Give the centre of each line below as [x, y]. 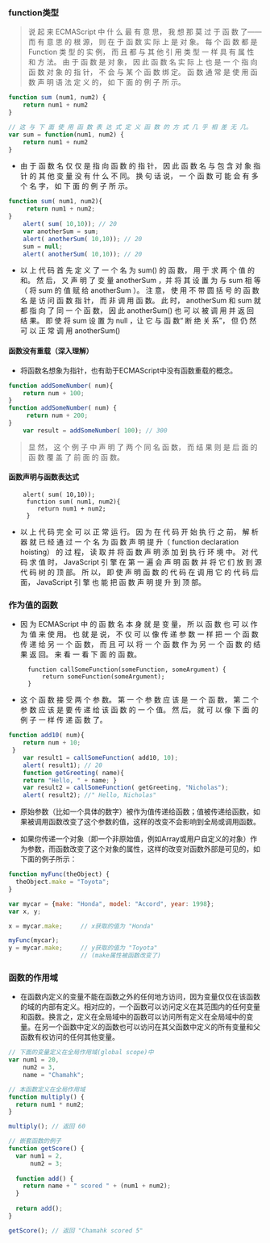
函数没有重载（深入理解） [51, 351]
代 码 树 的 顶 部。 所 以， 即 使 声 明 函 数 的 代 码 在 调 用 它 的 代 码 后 [139, 572]
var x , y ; [25, 911]
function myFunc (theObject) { [59, 874]
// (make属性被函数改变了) [120, 956]
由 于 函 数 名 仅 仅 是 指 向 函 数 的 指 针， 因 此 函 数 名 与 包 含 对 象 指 [140, 166]
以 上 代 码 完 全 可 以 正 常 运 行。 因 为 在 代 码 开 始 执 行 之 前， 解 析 [139, 532]
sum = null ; [43, 246]
